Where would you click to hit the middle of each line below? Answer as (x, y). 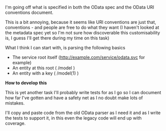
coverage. (15, 123)
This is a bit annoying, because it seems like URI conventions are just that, (81, 22)
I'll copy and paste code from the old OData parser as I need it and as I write (83, 113)
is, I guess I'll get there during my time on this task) (57, 38)
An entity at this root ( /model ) (44, 68)
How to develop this (26, 83)
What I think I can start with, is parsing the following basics (65, 48)
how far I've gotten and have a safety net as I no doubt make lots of (74, 98)
